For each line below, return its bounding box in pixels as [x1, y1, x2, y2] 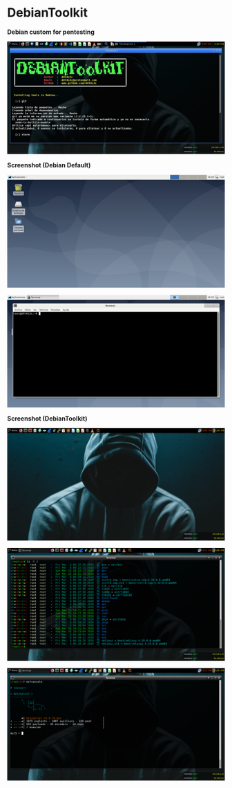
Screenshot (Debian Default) [7, 161, 91, 169]
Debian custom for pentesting [7, 28, 95, 36]
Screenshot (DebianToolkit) [7, 414, 88, 423]
